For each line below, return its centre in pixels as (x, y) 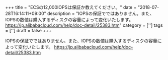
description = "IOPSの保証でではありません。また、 (101, 13)
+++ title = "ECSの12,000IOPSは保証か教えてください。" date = (71, 7)
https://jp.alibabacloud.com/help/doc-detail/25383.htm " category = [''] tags (84, 25)
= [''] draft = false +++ (28, 30)
